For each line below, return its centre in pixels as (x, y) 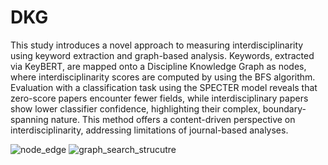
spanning (29, 119)
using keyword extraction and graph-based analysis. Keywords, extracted (162, 55)
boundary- (284, 108)
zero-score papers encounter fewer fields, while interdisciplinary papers (159, 98)
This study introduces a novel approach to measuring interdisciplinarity (157, 45)
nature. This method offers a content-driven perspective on (173, 119)
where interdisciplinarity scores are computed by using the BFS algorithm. (163, 77)
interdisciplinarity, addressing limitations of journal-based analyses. (149, 130)
